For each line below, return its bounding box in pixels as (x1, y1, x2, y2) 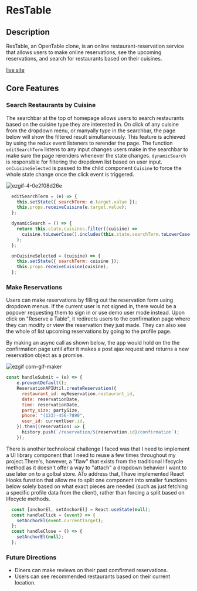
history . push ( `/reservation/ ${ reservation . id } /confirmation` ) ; (21, 429, 180, 435)
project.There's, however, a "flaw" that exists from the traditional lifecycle (6, 458, 184, 465)
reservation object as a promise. (6, 352, 84, 359)
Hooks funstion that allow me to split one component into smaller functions (6, 476, 188, 483)
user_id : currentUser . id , (21, 418, 85, 424)
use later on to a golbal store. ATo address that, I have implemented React (6, 470, 185, 477)
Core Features (6, 84, 59, 94)
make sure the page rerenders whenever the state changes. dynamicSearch (6, 152, 186, 159)
